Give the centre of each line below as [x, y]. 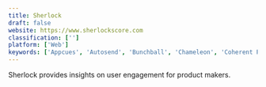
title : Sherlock [35, 15]
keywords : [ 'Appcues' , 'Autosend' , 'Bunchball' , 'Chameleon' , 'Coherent [131, 52]
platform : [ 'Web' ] [38, 45]
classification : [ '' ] [44, 38]
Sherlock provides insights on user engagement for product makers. [120, 75]
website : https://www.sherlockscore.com [76, 30]
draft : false [30, 23]
